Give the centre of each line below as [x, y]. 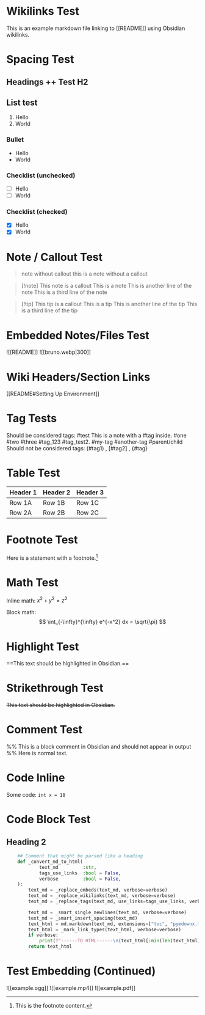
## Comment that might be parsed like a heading [80, 856]
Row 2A [21, 513]
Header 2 [56, 493]
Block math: [21, 612]
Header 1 [23, 493]
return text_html [50, 947]
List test [22, 102]
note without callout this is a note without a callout [84, 274]
